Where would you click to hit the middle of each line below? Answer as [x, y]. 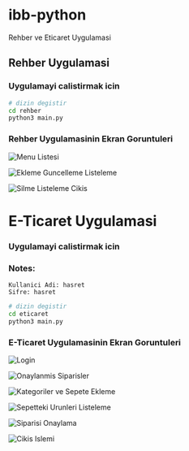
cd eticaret [28, 314]
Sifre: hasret [32, 292]
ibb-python [47, 15]
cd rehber [25, 111]
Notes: [22, 268]
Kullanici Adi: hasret [47, 285]
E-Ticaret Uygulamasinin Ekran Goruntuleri [94, 342]
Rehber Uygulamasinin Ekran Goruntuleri [91, 139]
